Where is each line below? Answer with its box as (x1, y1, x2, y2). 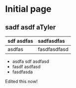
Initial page (5, 3, 52, 15)
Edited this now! (5, 79, 38, 84)
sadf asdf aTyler (5, 23, 56, 31)
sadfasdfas (38, 38, 65, 44)
